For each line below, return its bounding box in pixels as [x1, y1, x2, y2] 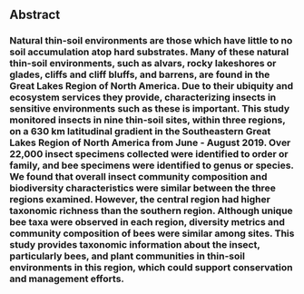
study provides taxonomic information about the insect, [9, 239, 260, 251]
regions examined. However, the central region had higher [9, 193, 270, 206]
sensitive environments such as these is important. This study [9, 103, 290, 115]
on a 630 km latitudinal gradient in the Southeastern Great [9, 125, 271, 138]
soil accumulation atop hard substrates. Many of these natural [9, 45, 289, 58]
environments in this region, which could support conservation [9, 261, 293, 274]
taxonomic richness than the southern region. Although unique [9, 204, 293, 217]
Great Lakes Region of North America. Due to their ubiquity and [9, 80, 293, 93]
